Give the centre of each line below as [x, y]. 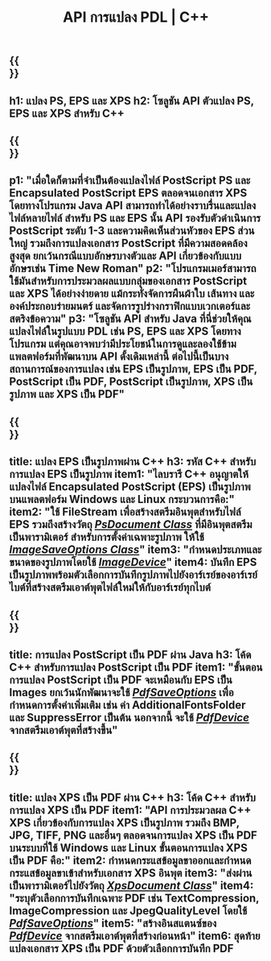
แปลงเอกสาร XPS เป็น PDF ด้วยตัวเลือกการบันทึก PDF [121, 949]
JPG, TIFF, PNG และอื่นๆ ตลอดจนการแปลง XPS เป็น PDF [133, 835]
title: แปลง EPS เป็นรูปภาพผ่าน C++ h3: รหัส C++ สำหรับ [133, 462]
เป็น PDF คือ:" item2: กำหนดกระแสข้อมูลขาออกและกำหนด [130, 860]
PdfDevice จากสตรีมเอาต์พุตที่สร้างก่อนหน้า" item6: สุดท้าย [135, 936]
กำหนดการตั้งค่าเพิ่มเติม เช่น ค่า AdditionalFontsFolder [127, 705]
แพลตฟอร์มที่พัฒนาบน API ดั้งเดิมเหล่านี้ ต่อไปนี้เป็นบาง [119, 357]
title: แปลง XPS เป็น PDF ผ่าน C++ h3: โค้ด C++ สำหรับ [133, 797]
